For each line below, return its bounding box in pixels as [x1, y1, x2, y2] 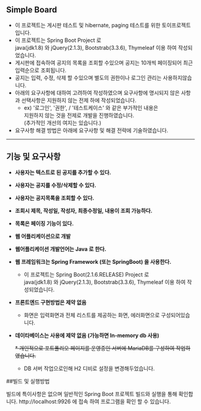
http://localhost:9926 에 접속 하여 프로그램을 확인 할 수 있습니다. [19, 398, 171, 405]
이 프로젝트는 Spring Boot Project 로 [14, 36, 102, 44]
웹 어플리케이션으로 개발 [14, 233, 71, 240]
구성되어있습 [161, 311, 190, 318]
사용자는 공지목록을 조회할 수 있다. [14, 194, 95, 201]
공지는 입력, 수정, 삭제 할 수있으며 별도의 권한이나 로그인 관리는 [14, 74, 162, 81]
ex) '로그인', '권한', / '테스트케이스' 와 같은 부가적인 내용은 [23, 104, 159, 111]
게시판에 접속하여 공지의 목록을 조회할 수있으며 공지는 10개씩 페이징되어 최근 [14, 59, 193, 66]
